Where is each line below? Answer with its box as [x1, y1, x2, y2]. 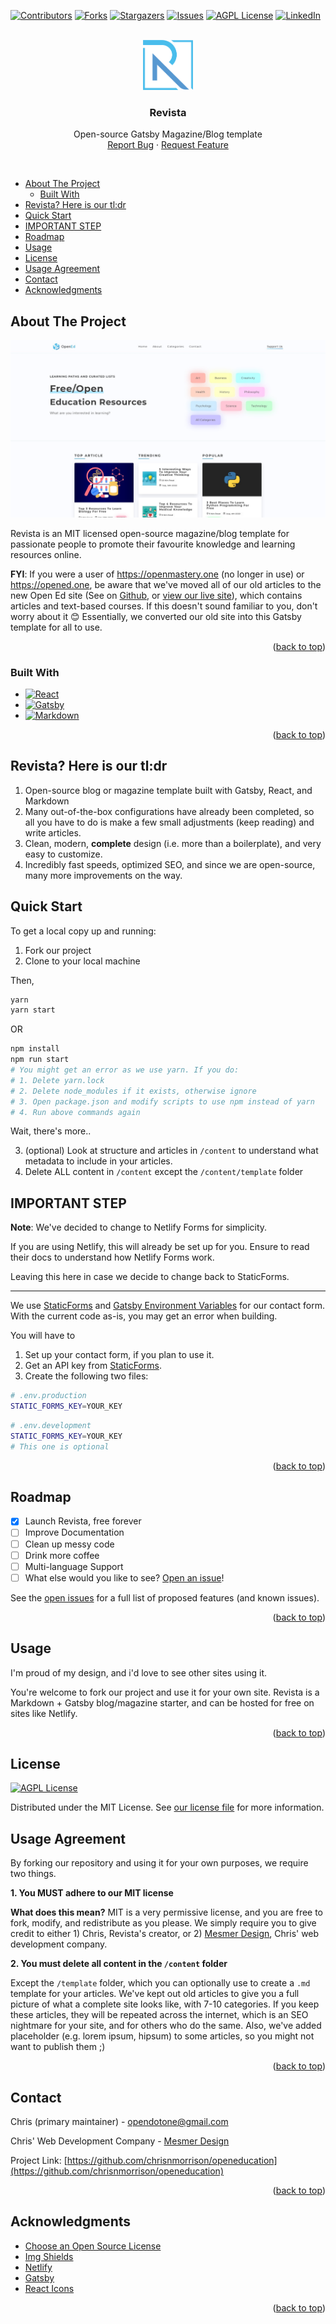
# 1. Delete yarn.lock [10, 1075, 105, 1085]
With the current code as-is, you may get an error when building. [10, 1310, 278, 1322]
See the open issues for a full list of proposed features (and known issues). [10, 1591, 320, 1604]
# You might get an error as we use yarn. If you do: [10, 1065, 240, 1075]
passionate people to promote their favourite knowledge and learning [10, 538, 296, 550]
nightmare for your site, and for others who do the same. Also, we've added [10, 2020, 322, 2032]
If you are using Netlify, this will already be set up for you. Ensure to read [10, 1241, 310, 1253]
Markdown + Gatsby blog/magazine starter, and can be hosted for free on [10, 1696, 315, 1709]
